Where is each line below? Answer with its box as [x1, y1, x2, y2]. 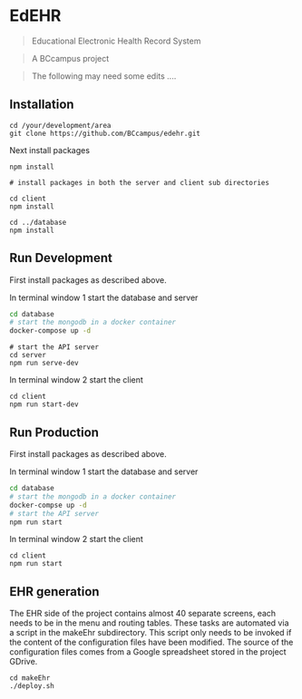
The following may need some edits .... [31, 70, 177, 82]
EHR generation [9, 584, 100, 599]
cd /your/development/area [9, 121, 112, 130]
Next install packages [9, 144, 91, 155]
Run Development [9, 250, 113, 266]
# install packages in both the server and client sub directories [9, 178, 270, 187]
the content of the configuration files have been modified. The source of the [9, 636, 294, 648]
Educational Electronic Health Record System [31, 35, 201, 46]
